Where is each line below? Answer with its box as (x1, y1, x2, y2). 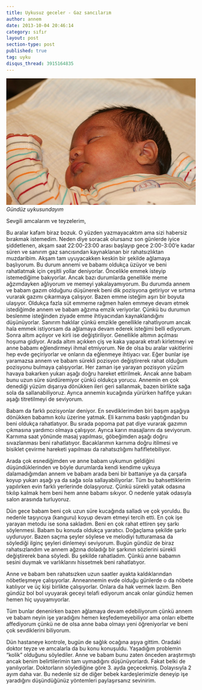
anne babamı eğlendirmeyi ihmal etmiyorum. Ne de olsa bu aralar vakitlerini (6, 344, 193, 351)
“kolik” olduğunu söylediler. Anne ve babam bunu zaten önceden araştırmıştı (6, 651, 196, 658)
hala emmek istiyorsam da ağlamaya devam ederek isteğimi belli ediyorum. (6, 325, 192, 332)
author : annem (6, 16, 42, 22)
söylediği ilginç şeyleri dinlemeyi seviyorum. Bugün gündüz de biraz (6, 539, 174, 547)
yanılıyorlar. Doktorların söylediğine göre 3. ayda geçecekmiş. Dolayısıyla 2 (6, 663, 192, 671)
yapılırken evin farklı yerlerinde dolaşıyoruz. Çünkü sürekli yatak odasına (6, 483, 185, 490)
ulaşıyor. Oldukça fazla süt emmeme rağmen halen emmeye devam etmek (6, 299, 189, 307)
